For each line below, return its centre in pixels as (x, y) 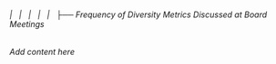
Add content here (42, 52)
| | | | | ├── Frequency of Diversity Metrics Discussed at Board (138, 14)
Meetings (27, 23)
